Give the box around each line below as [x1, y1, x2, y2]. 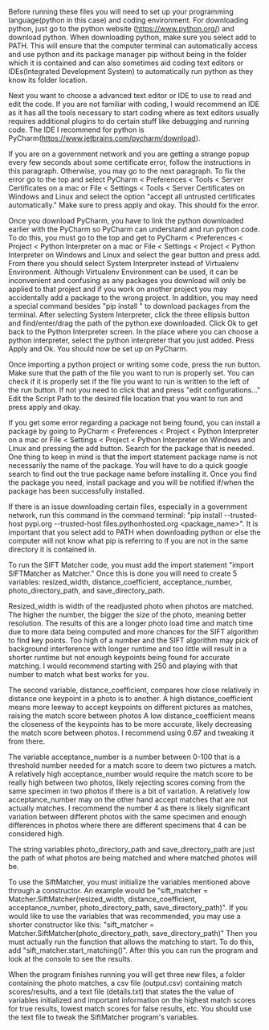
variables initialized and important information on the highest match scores [8, 995, 256, 1004]
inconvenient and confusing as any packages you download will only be [8, 276, 247, 285]
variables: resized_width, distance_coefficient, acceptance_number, [8, 577, 233, 586]
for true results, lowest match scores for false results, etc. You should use [8, 1004, 252, 1013]
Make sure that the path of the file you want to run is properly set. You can [8, 368, 255, 377]
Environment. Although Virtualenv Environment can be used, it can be [8, 267, 238, 277]
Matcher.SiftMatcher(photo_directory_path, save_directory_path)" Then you [8, 929, 258, 938]
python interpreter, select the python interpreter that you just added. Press [8, 335, 255, 345]
